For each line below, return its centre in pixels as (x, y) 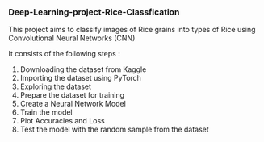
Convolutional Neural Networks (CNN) (72, 38)
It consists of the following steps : (65, 54)
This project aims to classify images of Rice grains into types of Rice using (132, 30)
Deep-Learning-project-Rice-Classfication (94, 12)
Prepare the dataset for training (72, 95)
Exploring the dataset (55, 86)
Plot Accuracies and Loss (62, 121)
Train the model (46, 112)
